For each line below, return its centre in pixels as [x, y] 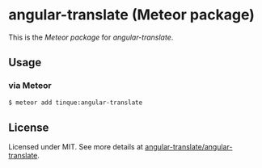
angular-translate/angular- [189, 147]
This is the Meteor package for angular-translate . [91, 37]
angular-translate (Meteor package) [131, 15]
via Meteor [30, 86]
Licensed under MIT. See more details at [76, 147]
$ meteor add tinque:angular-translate [76, 103]
